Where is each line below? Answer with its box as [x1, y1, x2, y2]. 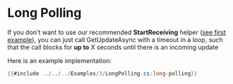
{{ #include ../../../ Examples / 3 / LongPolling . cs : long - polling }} [7, 70, 198, 77]
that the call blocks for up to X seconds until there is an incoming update [7, 43, 219, 51]
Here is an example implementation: [7, 56, 112, 64]
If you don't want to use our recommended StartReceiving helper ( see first [7, 28, 226, 36]
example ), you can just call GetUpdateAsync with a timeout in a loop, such [7, 35, 224, 43]
